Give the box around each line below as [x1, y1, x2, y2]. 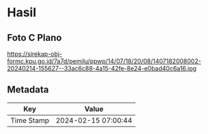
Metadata [7, 84, 49, 96]
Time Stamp [10, 116, 50, 125]
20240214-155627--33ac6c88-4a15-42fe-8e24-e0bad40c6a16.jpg [7, 65, 196, 72]
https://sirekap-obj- [7, 50, 63, 58]
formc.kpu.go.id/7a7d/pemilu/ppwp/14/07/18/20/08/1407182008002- [7, 57, 201, 65]
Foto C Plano [7, 32, 62, 44]
